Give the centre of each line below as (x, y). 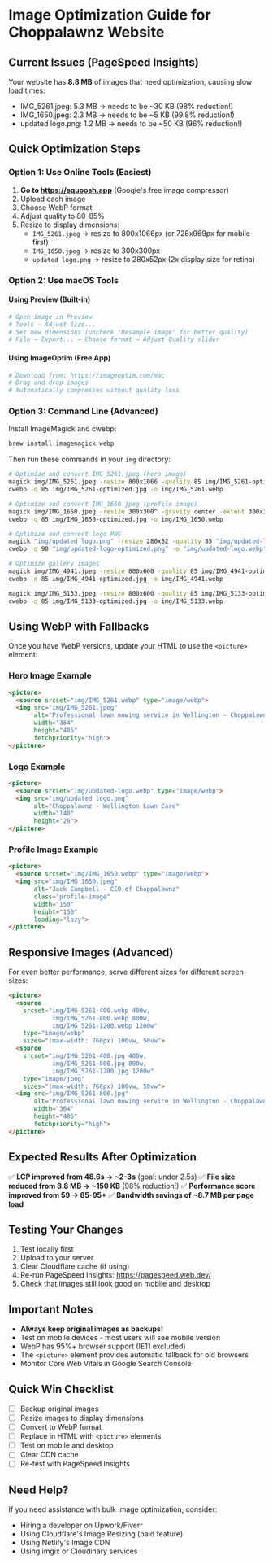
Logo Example (37, 767)
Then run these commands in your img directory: (89, 459)
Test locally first (47, 1249)
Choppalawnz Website (87, 32)
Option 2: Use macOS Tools (64, 280)
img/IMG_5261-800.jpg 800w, (100, 1064)
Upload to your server (57, 1258)
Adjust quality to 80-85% (63, 216)
